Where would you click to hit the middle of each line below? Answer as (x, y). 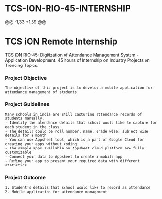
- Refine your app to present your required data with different (72, 161)
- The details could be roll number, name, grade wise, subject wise (77, 132)
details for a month (26, 136)
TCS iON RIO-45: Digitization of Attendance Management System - (72, 55)
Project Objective (26, 78)
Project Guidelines (27, 104)
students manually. (25, 119)
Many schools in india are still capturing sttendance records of (73, 115)
